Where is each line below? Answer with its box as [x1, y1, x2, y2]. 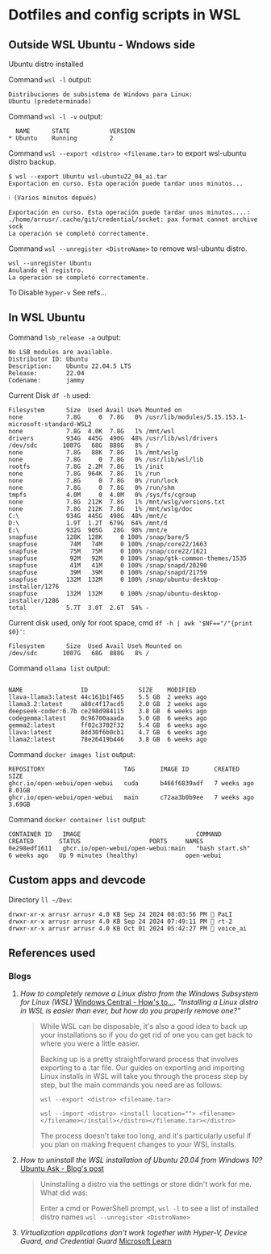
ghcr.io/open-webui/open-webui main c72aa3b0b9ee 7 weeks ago [8, 793, 254, 801]
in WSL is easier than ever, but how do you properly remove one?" [19, 1006, 241, 1016]
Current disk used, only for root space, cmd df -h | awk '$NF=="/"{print [8, 617, 253, 627]
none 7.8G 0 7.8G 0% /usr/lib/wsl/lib [8, 455, 204, 463]
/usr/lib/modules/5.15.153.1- [145, 413, 248, 421]
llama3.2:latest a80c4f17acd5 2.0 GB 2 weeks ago [8, 700, 207, 708]
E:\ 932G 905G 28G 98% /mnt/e [8, 526, 168, 534]
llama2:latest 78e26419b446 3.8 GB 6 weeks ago [8, 735, 207, 743]
